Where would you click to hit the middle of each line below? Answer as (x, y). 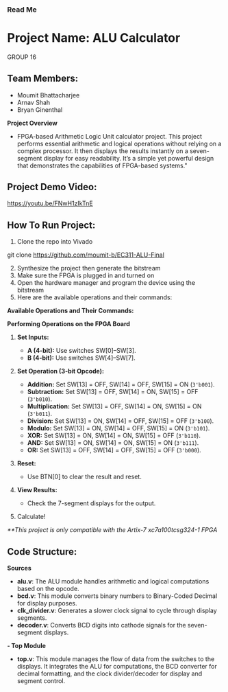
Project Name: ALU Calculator (94, 38)
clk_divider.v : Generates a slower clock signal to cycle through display (117, 611)
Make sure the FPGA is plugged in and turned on (86, 275)
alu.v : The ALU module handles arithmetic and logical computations (113, 581)
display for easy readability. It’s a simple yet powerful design (129, 158)
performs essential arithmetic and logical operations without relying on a (119, 143)
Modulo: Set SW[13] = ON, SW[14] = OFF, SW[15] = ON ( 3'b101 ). (118, 428)
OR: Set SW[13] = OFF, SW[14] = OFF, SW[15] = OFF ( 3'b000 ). (114, 450)
